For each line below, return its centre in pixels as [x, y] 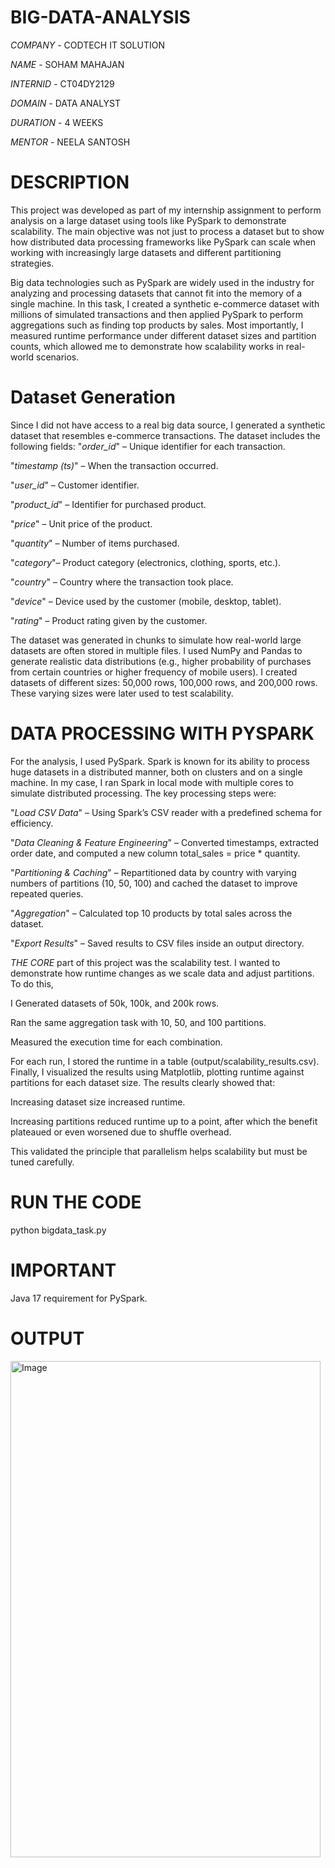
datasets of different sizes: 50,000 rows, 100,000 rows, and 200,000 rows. [164, 682]
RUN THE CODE [76, 1202]
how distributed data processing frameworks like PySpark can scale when [163, 242]
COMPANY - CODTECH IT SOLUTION [87, 45]
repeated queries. [47, 893]
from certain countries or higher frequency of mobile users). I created [154, 672]
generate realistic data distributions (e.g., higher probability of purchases [161, 661]
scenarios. [57, 357]
